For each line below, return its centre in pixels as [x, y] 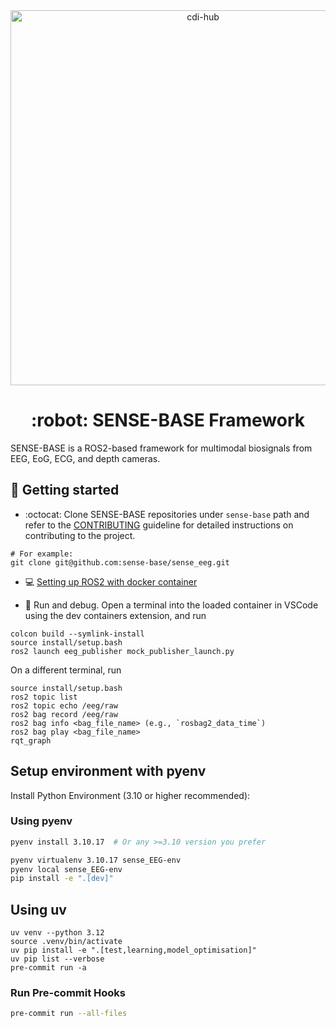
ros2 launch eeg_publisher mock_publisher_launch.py [122, 651]
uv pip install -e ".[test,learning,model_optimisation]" [133, 950]
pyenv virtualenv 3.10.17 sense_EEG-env [96, 860]
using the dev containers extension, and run [115, 615]
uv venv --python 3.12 [57, 933]
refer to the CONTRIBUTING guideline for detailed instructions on [159, 525]
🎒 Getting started [65, 490]
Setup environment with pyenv [108, 771]
